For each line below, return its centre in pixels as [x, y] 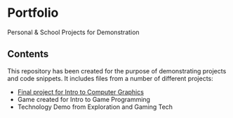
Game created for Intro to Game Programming [84, 99]
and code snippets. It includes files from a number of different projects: [111, 78]
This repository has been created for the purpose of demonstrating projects [117, 71]
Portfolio [33, 13]
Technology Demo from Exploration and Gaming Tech [95, 107]
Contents [28, 54]
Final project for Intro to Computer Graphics [80, 91]
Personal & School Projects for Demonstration [73, 32]
